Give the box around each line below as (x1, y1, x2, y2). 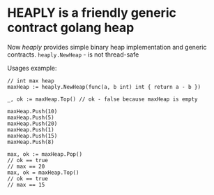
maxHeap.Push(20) (7, 120, 58, 127)
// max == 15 (7, 181, 45, 188)
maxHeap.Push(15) (7, 132, 58, 139)
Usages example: (7, 64, 57, 72)
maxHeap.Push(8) (7, 138, 54, 145)
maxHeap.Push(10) (7, 108, 58, 115)
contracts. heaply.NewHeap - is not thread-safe (7, 50, 139, 59)
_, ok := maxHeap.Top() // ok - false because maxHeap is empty (7, 96, 198, 103)
